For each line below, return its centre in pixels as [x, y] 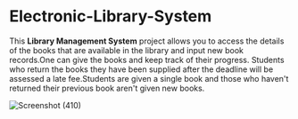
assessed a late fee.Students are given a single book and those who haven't [149, 78]
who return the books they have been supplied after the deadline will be [141, 69]
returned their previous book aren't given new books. [107, 88]
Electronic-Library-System [111, 16]
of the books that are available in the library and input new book [126, 50]
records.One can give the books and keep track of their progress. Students [147, 59]
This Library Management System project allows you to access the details [147, 41]
